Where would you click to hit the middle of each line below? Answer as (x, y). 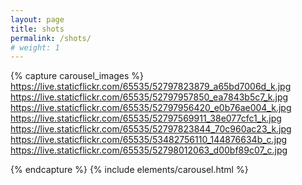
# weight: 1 (35, 47)
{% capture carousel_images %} (77, 76)
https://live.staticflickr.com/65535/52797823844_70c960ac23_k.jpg (151, 129)
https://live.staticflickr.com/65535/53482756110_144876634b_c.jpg (149, 140)
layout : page (37, 19)
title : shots (37, 29)
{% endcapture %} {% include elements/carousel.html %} (129, 170)
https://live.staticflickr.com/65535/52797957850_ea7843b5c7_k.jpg (149, 97)
